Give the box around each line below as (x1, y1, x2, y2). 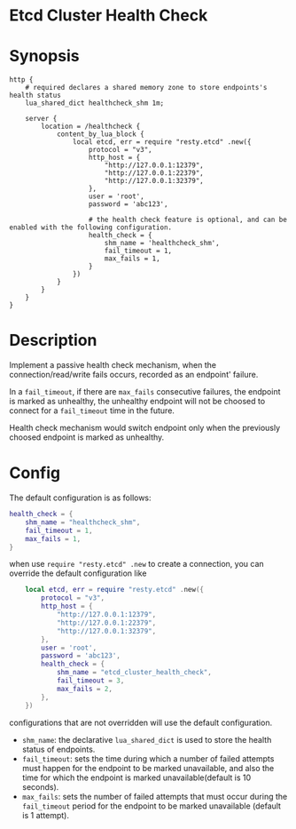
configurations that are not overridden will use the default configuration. (9, 717, 273, 728)
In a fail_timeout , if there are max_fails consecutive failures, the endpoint (9, 387, 281, 397)
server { (25, 115, 58, 124)
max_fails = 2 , (56, 684, 113, 693)
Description (9, 331, 97, 351)
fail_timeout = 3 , (56, 676, 125, 685)
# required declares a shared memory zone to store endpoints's (25, 84, 268, 92)
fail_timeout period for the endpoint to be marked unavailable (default (21, 801, 282, 811)
